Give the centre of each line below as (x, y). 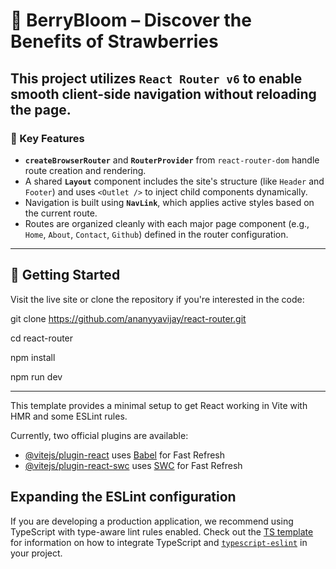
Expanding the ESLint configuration (123, 497)
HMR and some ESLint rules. (69, 416)
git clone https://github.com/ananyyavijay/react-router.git (128, 318)
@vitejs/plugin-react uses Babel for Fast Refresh (125, 455)
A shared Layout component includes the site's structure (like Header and (174, 181)
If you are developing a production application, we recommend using (152, 521)
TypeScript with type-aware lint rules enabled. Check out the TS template (162, 531)
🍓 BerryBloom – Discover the (131, 20)
